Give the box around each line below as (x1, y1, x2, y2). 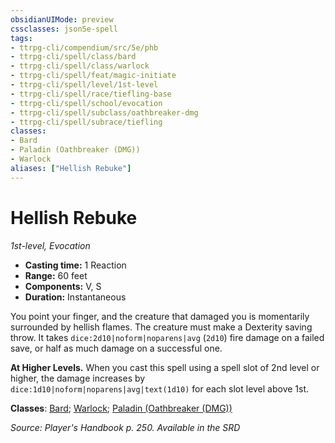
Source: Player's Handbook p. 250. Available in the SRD (10, 421, 241, 433)
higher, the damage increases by (10, 372, 146, 384)
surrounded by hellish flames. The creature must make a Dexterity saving (10, 321, 313, 333)
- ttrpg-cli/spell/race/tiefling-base (10, 89, 172, 99)
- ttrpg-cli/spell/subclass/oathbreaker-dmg (10, 107, 199, 118)
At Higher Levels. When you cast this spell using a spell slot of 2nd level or (10, 361, 320, 373)
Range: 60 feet (24, 269, 88, 281)
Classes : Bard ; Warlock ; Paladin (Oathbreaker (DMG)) (10, 402, 233, 414)
